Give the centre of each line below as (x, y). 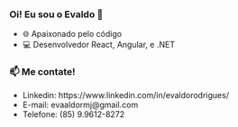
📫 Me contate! (42, 72)
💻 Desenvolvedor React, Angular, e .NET (99, 45)
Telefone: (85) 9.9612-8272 (73, 114)
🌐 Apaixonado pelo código (72, 34)
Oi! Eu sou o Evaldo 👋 (56, 14)
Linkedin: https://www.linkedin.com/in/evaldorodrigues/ (126, 95)
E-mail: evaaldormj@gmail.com (80, 104)
